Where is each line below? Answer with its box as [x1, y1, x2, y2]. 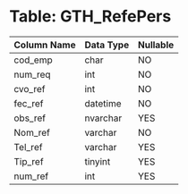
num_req [13, 68, 51, 80]
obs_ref [13, 112, 47, 124]
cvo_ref [13, 82, 46, 95]
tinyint [84, 155, 111, 167]
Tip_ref [13, 155, 44, 167]
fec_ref [13, 97, 44, 109]
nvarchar [84, 112, 123, 124]
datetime [84, 97, 123, 109]
